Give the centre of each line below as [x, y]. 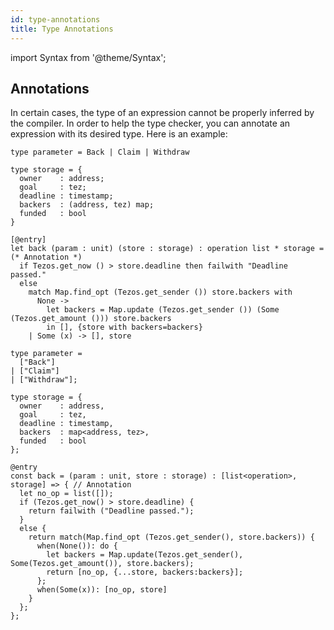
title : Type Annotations [62, 29]
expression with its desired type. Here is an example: [119, 134]
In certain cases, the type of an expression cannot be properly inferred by [162, 113]
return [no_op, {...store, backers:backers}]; [145, 572]
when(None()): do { [77, 546]
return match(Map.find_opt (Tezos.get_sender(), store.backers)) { [171, 537]
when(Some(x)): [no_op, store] [102, 590]
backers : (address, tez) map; [87, 205]
